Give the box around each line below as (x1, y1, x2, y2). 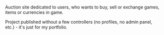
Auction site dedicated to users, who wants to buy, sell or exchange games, (5, 4, 160, 10)
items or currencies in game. (5, 9, 63, 15)
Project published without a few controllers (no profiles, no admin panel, (5, 19, 153, 25)
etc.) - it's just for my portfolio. (5, 24, 68, 30)
